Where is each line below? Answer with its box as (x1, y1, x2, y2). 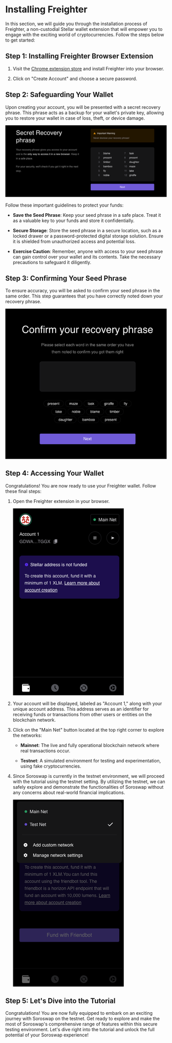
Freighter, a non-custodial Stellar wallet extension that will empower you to (5, 26, 163, 32)
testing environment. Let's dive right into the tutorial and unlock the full (5, 1027, 155, 1033)
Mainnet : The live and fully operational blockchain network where (20, 742, 160, 748)
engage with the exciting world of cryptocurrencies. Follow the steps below (5, 31, 164, 38)
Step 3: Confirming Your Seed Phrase (5, 274, 127, 283)
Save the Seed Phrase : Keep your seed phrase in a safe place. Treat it (12, 212, 161, 218)
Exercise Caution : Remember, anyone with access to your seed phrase (12, 248, 163, 254)
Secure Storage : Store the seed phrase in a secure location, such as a (12, 227, 161, 233)
